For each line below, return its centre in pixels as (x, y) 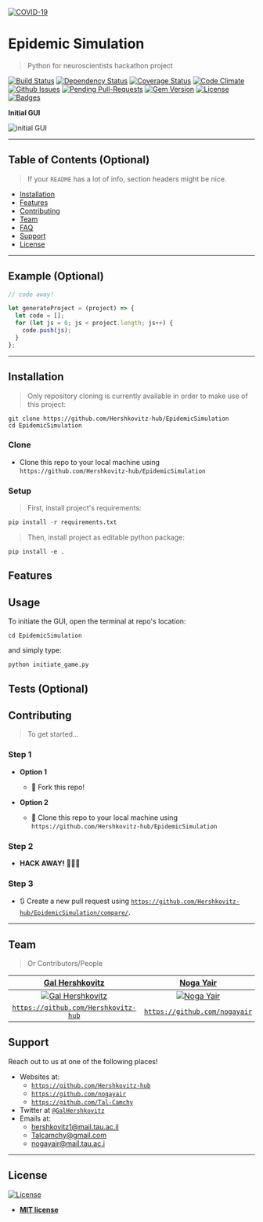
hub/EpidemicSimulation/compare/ (74, 913)
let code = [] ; (40, 316)
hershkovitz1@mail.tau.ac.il (75, 1126)
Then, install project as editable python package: (106, 537)
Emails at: (35, 1118)
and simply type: (35, 650)
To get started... (53, 734)
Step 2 (21, 846)
